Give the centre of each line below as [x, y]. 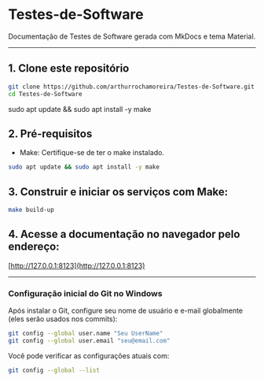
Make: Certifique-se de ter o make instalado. [92, 153]
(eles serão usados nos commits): [63, 319]
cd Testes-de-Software [45, 94]
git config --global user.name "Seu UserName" [86, 333]
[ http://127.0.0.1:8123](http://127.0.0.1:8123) [77, 265]
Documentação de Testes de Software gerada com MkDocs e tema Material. [132, 36]
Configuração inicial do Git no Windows [85, 293]
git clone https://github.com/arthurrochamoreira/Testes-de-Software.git [132, 87]
